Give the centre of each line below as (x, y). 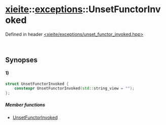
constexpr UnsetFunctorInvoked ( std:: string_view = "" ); (75, 88)
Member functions (25, 105)
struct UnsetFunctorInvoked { (37, 84)
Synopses (22, 60)
